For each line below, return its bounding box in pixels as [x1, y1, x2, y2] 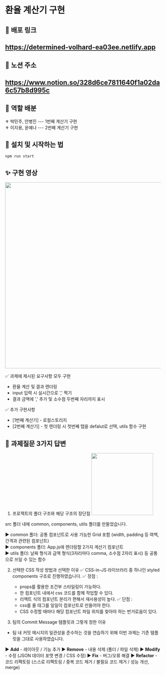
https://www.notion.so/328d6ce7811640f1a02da [5, 78, 160, 87]
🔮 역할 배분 [5, 104, 37, 113]
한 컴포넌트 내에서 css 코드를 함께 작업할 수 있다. [19, 590, 114, 596]
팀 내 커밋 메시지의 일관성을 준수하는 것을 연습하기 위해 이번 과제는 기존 [12, 630, 150, 635]
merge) [5, 665, 20, 670]
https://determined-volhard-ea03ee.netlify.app [5, 43, 156, 51]
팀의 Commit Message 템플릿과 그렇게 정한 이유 [12, 619, 106, 625]
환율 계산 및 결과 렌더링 [12, 384, 58, 390]
